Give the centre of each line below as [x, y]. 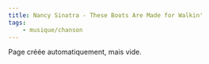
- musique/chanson [53, 30]
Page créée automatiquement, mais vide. [75, 52]
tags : [17, 23]
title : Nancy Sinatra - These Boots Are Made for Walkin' [106, 15]
